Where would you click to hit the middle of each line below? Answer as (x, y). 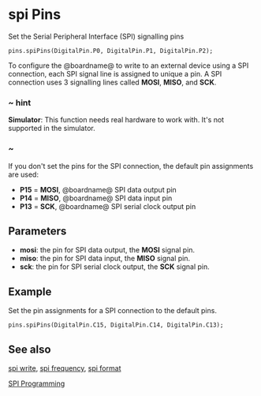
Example (30, 291)
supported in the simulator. (52, 129)
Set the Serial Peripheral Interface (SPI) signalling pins (96, 36)
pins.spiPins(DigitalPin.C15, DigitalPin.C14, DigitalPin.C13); (116, 325)
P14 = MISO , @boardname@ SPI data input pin (96, 198)
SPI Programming (37, 383)
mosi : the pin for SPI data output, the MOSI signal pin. (107, 250)
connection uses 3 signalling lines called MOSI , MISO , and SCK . (112, 82)
